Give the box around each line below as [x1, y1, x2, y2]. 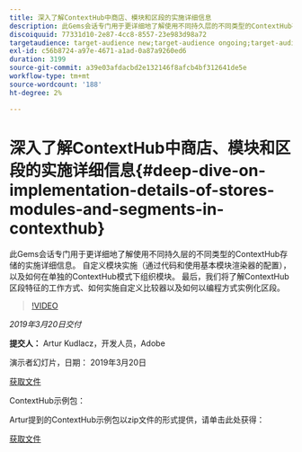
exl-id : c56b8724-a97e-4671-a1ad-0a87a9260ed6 [9, 47, 187, 56]
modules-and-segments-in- [9, 199, 225, 219]
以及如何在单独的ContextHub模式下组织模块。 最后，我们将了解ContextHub [9, 271, 289, 282]
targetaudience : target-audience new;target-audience [9, 38, 216, 48]
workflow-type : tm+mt [9, 72, 91, 81]
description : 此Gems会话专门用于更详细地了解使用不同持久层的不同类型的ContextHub [9, 22, 292, 31]
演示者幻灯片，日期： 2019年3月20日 [9, 357, 147, 368]
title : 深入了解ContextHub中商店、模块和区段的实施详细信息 [9, 13, 212, 22]
